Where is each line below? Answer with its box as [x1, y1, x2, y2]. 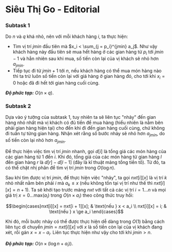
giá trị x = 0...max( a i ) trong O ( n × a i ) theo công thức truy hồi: [5, 192, 134, 199]
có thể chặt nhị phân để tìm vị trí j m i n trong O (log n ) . [5, 164, 116, 171]
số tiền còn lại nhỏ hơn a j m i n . [5, 137, 66, 144]
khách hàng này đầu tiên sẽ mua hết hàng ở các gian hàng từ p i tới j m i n [12, 49, 164, 56]
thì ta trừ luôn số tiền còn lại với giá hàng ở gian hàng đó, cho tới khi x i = [12, 73, 165, 80]
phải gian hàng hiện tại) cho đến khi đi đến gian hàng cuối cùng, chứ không [5, 125, 165, 131]
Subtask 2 [5, 102, 31, 110]
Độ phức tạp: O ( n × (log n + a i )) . [5, 241, 73, 248]
